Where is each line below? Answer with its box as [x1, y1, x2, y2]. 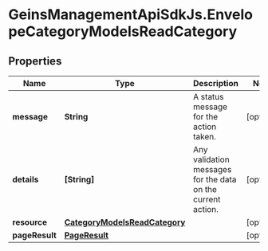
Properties [8, 54, 62, 68]
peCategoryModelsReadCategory [8, 22, 238, 41]
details [12, 174, 39, 185]
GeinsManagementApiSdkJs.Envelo [8, 6, 254, 24]
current [192, 194, 221, 205]
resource [12, 217, 48, 228]
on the [192, 184, 218, 194]
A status [192, 92, 224, 102]
